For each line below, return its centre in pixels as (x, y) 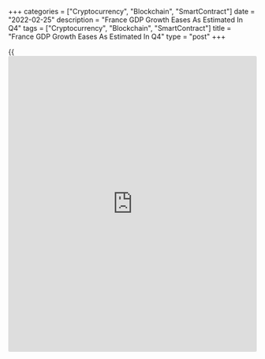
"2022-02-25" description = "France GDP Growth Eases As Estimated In (125, 20)
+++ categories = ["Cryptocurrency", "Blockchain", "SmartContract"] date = (132, 11)
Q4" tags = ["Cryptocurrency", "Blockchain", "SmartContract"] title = (120, 28)
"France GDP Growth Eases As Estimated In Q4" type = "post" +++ (117, 36)
